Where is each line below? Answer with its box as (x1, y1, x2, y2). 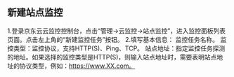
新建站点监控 (7, 6, 63, 19)
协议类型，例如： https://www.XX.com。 (19, 62, 136, 70)
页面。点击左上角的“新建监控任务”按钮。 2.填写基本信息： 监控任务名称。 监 (7, 35, 227, 43)
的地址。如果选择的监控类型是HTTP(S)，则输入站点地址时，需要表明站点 (7, 52, 217, 61)
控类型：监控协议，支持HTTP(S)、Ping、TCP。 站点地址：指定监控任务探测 (7, 44, 226, 52)
